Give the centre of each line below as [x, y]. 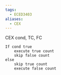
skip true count [31, 64]
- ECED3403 [21, 14]
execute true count [34, 51]
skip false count [32, 56]
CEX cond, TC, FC [24, 38]
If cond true [19, 47]
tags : [11, 10]
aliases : [14, 19]
